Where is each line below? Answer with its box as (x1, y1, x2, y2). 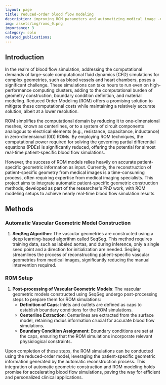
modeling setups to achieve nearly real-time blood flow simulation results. (5, 190, 156, 196)
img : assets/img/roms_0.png (5, 21, 63, 26)
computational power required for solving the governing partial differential (5, 139, 156, 145)
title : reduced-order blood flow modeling (5, 12, 94, 17)
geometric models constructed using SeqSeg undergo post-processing (12, 291, 158, 297)
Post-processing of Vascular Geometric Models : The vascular (12, 286, 141, 292)
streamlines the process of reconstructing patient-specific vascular (12, 252, 150, 257)
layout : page (5, 7, 32, 12)
